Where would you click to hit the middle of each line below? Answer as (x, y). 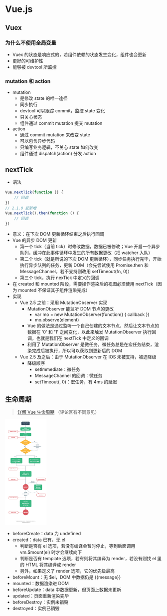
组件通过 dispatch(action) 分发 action (58, 154)
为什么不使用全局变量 (31, 42)
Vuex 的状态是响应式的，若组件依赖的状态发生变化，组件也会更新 (80, 54)
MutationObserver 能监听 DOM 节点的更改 (71, 309)
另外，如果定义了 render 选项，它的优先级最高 (67, 571)
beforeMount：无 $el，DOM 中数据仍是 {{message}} (67, 577)
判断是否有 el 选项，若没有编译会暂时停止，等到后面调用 (78, 546)
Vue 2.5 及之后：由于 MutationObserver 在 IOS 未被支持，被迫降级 (88, 357)
